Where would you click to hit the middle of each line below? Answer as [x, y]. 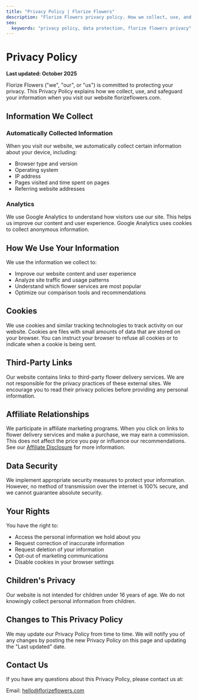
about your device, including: [42, 152]
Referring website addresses [50, 188]
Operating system [36, 170]
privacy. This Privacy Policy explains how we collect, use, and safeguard [94, 92]
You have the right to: [32, 526]
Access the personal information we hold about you [77, 537]
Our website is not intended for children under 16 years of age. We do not [95, 595]
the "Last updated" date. [36, 646]
